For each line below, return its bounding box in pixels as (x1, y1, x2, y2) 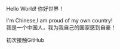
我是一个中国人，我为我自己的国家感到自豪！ (6, 24, 116, 31)
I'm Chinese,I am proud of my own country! (6, 17, 113, 24)
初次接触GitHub (6, 37, 45, 43)
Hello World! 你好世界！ (6, 5, 64, 12)
